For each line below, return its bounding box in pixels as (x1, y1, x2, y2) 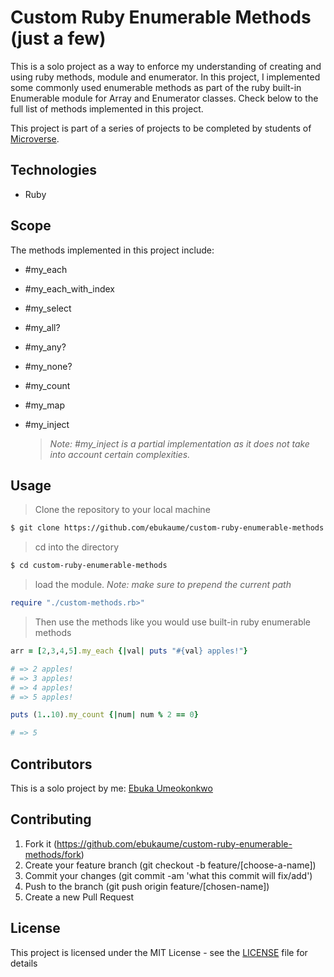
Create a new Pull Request (24, 891, 135, 903)
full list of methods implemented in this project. (10, 102, 204, 115)
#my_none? (24, 360, 73, 372)
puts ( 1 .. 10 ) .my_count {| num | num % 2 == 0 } (10, 710, 199, 720)
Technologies (10, 162, 98, 179)
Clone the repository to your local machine (34, 504, 211, 516)
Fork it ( (24, 837, 58, 850)
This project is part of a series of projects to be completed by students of (10, 122, 312, 134)
